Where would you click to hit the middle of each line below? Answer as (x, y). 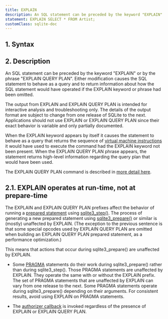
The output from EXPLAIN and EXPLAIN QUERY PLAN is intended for (76, 104)
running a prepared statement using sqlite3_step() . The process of (74, 213)
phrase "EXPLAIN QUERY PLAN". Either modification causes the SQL (76, 79)
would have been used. (29, 162)
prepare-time (26, 196)
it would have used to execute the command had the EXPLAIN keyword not (82, 146)
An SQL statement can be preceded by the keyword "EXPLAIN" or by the (80, 73)
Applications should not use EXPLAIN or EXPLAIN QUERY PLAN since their (82, 121)
